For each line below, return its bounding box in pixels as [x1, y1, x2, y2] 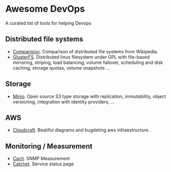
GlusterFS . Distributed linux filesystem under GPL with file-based [12, 54, 150, 60]
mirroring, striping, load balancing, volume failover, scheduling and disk [12, 59, 163, 66]
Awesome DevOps [5, 3, 85, 15]
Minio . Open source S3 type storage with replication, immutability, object [12, 93, 166, 99]
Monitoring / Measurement [5, 142, 93, 150]
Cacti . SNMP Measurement [12, 156, 70, 162]
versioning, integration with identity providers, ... [12, 98, 115, 105]
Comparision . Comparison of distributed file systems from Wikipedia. [12, 48, 158, 54]
